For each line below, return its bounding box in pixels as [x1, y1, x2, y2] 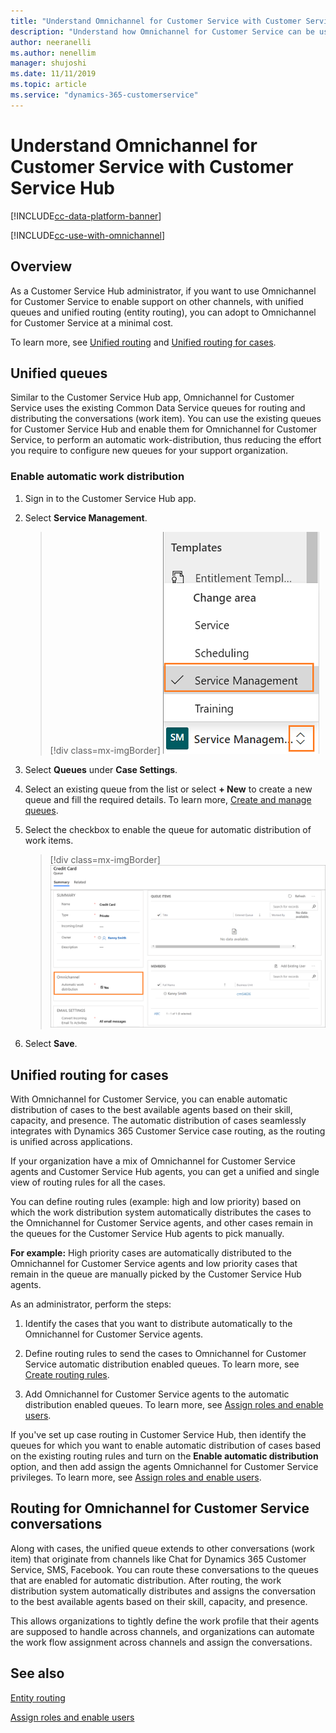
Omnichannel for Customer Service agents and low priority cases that [10, 1258, 298, 1270]
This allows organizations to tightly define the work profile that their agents [10, 1615, 320, 1627]
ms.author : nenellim [10, 48, 97, 58]
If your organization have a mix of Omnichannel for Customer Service [10, 1155, 296, 1167]
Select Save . [24, 1038, 78, 1050]
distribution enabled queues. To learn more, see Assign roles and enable [24, 1399, 324, 1411]
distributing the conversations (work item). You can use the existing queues [10, 413, 322, 425]
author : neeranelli [10, 37, 92, 47]
